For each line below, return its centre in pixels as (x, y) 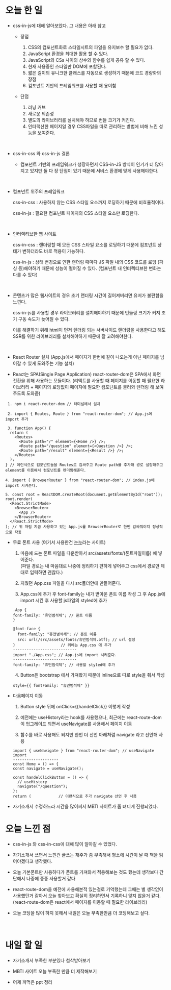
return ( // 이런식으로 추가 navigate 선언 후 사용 (75, 796)
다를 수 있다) (25, 275)
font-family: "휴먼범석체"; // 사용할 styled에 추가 (64, 665)
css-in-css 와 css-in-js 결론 (41, 153)
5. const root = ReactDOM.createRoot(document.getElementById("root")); (84, 494)
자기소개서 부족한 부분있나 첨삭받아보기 (51, 960)
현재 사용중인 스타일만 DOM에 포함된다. (67, 66)
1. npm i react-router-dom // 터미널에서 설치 (54, 404)
